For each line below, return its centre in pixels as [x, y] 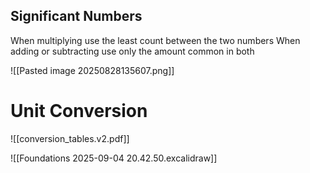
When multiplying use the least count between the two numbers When [155, 40]
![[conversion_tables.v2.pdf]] [70, 138]
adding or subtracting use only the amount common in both [132, 51]
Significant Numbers [76, 16]
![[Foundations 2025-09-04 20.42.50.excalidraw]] [114, 158]
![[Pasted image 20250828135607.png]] [92, 70]
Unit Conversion [79, 111]
